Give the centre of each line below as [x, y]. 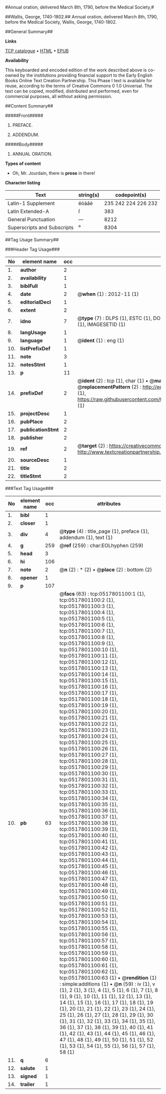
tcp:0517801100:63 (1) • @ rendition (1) [108, 978]
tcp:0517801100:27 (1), [89, 755]
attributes [109, 504]
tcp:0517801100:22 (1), [89, 724]
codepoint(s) [131, 195]
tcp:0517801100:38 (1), [89, 823]
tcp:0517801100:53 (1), [89, 916]
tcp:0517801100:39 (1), [89, 829]
